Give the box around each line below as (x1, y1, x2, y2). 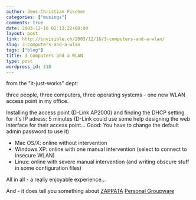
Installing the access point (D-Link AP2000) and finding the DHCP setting (6, 109, 185, 116)
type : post (6, 58, 33, 64)
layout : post (6, 31, 38, 37)
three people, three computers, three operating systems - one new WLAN (6, 91, 185, 98)
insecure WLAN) (14, 152, 55, 159)
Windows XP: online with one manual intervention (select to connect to (14, 146, 187, 153)
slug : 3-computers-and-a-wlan (6, 42, 81, 48)
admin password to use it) (6, 128, 70, 135)
